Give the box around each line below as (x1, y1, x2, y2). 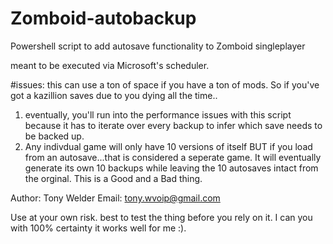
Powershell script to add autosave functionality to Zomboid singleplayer (10, 40, 306, 52)
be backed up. (24, 130, 85, 142)
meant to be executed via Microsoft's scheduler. (10, 59, 210, 71)
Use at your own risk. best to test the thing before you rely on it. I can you (10, 211, 313, 223)
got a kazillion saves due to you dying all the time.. (10, 89, 218, 101)
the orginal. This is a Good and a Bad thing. (24, 172, 203, 184)
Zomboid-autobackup (10, 7, 197, 30)
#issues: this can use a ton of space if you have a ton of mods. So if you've (10, 78, 320, 91)
